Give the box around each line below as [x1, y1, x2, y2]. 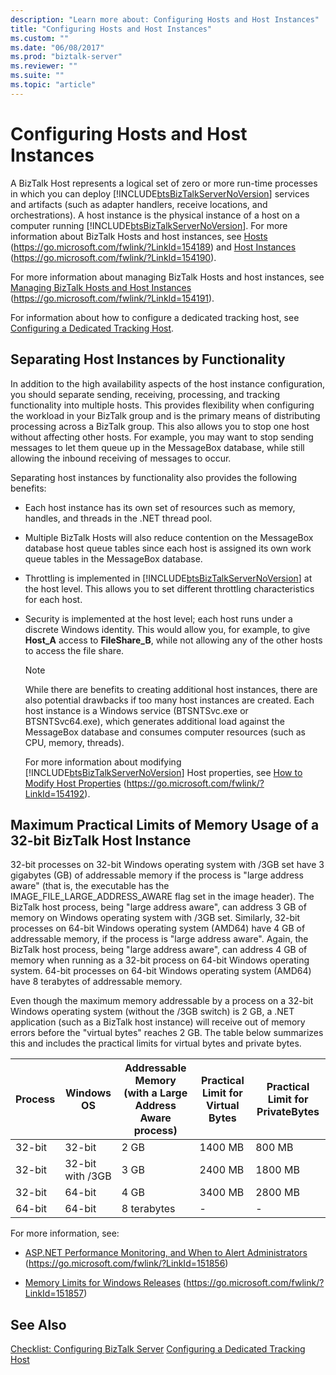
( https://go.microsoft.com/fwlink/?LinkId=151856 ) [24, 1257, 229, 1270]
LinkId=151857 [24, 1287, 85, 1300]
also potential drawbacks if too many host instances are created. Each [24, 694, 315, 706]
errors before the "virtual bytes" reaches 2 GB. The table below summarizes [10, 1027, 324, 1039]
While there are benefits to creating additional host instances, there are [24, 683, 318, 695]
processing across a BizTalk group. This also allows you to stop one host [10, 420, 310, 432]
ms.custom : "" [10, 33, 70, 43]
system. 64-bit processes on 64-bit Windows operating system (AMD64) [10, 965, 312, 977]
